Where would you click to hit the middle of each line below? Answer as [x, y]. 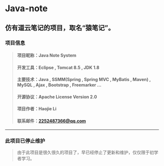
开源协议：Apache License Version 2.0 [57, 97]
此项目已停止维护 [25, 141]
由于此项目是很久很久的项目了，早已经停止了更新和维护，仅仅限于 [83, 152]
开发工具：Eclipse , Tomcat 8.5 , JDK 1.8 [58, 67]
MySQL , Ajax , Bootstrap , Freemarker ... [59, 85]
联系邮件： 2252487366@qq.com [51, 121]
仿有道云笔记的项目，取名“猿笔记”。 [60, 28]
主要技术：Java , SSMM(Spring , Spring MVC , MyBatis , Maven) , [84, 80]
